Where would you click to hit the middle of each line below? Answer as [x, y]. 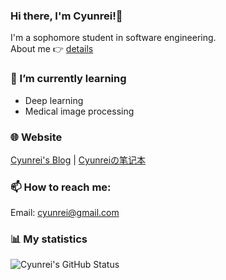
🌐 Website [36, 137]
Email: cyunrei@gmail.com [65, 213]
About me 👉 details [52, 49]
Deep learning [54, 100]
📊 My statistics [49, 239]
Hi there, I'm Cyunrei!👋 [66, 16]
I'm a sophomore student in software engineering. [113, 38]
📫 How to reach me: [61, 187]
